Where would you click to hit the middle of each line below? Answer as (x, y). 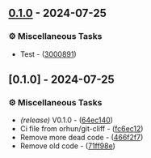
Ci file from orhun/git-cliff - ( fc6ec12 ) (82, 129)
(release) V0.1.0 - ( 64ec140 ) (66, 120)
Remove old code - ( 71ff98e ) (67, 146)
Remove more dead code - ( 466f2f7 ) (82, 138)
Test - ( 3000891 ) (48, 54)
